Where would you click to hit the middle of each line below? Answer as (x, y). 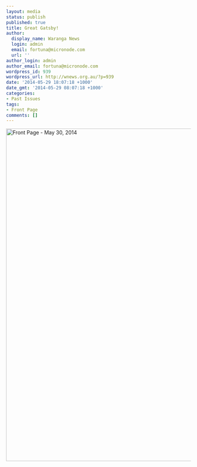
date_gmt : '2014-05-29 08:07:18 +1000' (55, 88)
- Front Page (22, 110)
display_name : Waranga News (46, 39)
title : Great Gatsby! (33, 28)
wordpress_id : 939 (28, 72)
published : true (26, 22)
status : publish (26, 17)
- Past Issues (23, 99)
